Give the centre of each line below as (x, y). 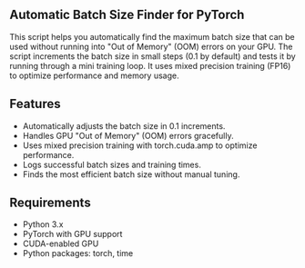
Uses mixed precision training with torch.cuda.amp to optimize (140, 145)
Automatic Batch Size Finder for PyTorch (127, 15)
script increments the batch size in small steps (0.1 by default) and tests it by (152, 56)
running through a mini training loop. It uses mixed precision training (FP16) (150, 65)
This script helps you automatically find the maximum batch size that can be (152, 36)
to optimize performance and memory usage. (94, 75)
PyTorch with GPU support (72, 234)
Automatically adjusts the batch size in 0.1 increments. (124, 125)
